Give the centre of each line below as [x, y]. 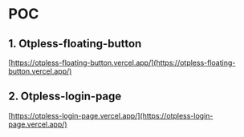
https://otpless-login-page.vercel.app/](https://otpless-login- [112, 115]
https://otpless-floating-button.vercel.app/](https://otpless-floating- [123, 62]
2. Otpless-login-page [65, 97]
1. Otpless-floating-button [75, 44]
